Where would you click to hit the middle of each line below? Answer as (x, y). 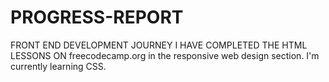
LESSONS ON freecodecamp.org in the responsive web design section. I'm (165, 55)
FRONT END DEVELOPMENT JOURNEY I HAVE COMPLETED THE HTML (159, 45)
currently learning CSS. (58, 66)
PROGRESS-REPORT (97, 17)
